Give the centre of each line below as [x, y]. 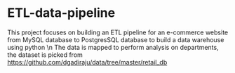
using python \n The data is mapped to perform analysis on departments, [113, 47]
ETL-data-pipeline [61, 13]
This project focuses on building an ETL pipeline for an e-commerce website [118, 32]
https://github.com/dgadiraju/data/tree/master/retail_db [87, 62]
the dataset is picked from [45, 55]
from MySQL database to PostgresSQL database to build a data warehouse [116, 39]
